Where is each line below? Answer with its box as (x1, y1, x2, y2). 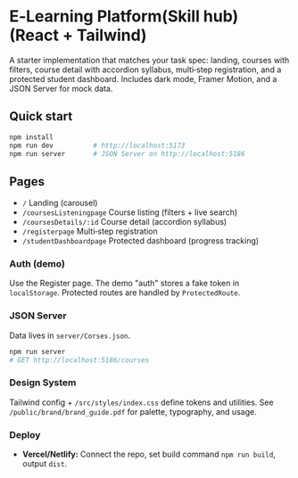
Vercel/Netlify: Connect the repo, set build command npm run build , (21, 449, 277, 460)
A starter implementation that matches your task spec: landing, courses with (9, 54, 290, 65)
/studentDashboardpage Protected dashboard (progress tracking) (21, 235, 260, 246)
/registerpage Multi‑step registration (21, 226, 158, 237)
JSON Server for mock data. (9, 83, 113, 94)
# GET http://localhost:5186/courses (9, 355, 150, 365)
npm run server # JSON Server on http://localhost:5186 (9, 149, 245, 158)
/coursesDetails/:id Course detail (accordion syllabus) (21, 217, 228, 227)
